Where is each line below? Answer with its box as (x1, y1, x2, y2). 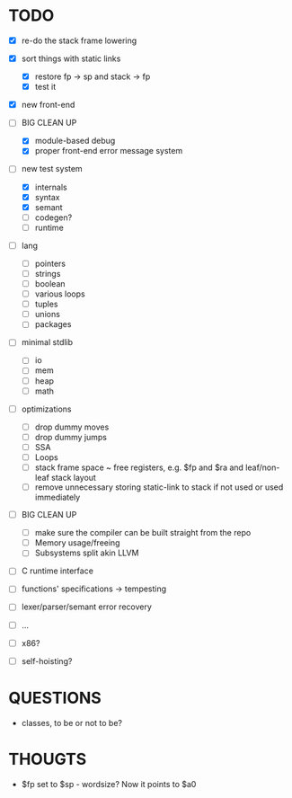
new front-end (21, 100, 75, 111)
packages (34, 319, 72, 330)
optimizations (21, 403, 72, 414)
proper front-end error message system (34, 146, 183, 156)
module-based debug (34, 136, 116, 146)
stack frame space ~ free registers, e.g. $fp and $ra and (34, 462, 244, 473)
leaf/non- (245, 462, 280, 473)
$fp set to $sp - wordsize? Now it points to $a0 (21, 778, 197, 789)
